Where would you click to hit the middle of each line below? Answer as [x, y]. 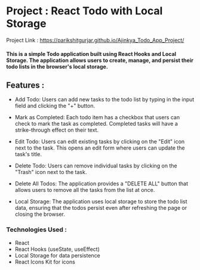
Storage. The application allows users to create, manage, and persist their [100, 60]
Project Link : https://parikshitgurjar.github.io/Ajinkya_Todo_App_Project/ [95, 40]
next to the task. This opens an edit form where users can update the [100, 148]
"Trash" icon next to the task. [51, 172]
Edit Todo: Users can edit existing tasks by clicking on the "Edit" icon [100, 142]
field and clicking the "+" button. [55, 106]
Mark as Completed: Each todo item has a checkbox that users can [97, 117]
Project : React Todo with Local [84, 11]
